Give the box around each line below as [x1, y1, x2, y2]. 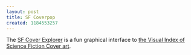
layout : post [6, 8, 39, 15]
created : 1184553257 [6, 20, 59, 26]
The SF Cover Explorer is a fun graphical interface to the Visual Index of [6, 36, 186, 44]
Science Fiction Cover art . [6, 42, 71, 50]
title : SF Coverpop [6, 14, 56, 20]
